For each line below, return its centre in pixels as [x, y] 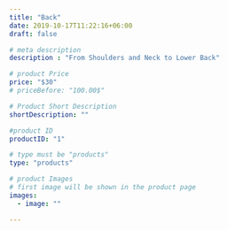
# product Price [39, 74]
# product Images [41, 179]
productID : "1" [37, 139]
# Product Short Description [63, 106]
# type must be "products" [59, 155]
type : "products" [41, 163]
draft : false [33, 34]
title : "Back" [35, 17]
